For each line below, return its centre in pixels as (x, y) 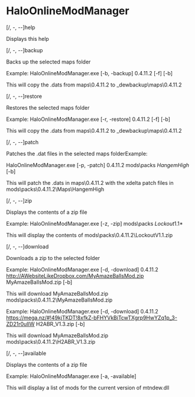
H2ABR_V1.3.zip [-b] (60, 324)
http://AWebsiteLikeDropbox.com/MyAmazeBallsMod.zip (75, 276)
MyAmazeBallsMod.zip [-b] (39, 282)
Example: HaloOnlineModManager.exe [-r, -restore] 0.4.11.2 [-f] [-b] (88, 119)
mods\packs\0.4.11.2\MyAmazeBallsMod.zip (59, 300)
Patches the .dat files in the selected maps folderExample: (77, 153)
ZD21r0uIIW (20, 324)
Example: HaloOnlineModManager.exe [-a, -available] (71, 376)
